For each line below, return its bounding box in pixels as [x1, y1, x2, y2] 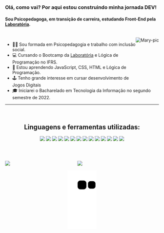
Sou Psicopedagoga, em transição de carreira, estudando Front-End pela [5, 16, 156, 22]
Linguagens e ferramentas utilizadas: [24, 123, 140, 131]
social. [12, 47, 26, 53]
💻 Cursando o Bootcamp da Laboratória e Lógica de [12, 52, 119, 58]
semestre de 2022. [12, 95, 51, 101]
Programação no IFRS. [12, 59, 58, 65]
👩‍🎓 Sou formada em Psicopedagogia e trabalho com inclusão [12, 42, 136, 47]
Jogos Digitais [12, 82, 41, 88]
